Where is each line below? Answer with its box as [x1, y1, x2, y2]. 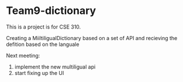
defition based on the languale [6, 41, 80, 48]
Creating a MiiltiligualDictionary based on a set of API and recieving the [6, 34, 178, 41]
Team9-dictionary [6, 4, 96, 17]
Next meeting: [6, 52, 40, 59]
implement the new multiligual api [14, 63, 96, 70]
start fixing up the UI [14, 69, 64, 76]
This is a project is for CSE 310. [6, 23, 81, 30]
